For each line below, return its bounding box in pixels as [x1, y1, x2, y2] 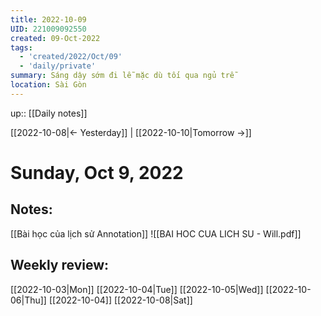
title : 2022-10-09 [10, 14, 87, 25]
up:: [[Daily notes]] [10, 107, 88, 119]
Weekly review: [10, 257, 110, 274]
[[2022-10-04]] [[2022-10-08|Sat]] [48, 294, 193, 306]
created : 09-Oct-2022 [10, 33, 101, 43]
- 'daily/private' [19, 61, 97, 71]
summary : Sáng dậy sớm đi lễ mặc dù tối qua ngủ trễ [10, 71, 235, 81]
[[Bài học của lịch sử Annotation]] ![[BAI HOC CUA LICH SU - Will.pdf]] [10, 227, 302, 240]
